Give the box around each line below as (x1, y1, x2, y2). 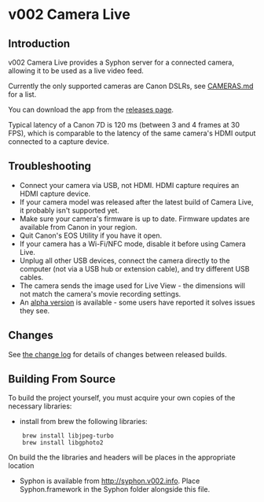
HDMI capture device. (19, 189, 91, 198)
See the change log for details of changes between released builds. (8, 349, 228, 359)
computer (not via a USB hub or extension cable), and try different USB (19, 264, 250, 273)
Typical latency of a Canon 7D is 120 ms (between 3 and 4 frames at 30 (8, 120, 240, 129)
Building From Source (8, 372, 116, 386)
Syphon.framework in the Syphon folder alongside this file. (19, 485, 211, 494)
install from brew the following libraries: (19, 417, 148, 426)
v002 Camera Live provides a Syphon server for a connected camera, (8, 57, 234, 67)
